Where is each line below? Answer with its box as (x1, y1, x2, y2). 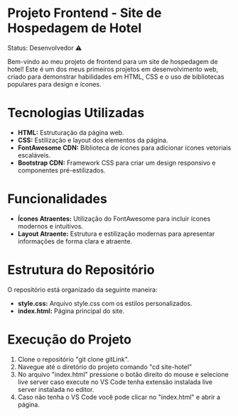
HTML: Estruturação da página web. (17, 128, 124, 136)
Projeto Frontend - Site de (7, 5, 162, 21)
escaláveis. (17, 150, 51, 159)
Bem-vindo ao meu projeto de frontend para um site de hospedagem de (7, 57, 218, 65)
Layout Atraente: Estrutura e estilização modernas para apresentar (17, 229, 215, 238)
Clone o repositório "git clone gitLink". (17, 355, 129, 363)
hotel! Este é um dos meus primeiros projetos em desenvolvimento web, (7, 65, 219, 73)
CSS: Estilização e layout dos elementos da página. (17, 136, 168, 144)
